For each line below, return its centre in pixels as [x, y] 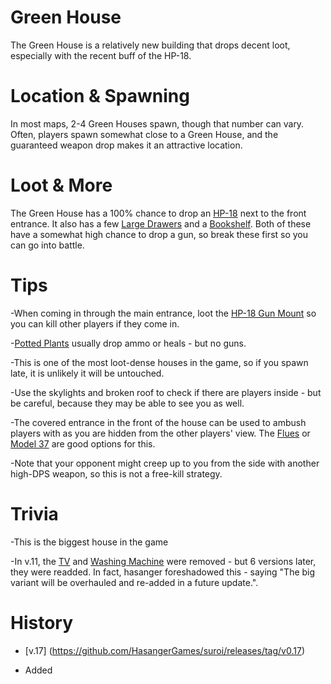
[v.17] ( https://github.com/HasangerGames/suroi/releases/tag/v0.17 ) [164, 650]
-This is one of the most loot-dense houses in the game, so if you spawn [159, 362]
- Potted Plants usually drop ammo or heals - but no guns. [128, 343]
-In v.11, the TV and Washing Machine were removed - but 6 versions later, [163, 561]
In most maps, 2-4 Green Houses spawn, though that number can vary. [157, 123]
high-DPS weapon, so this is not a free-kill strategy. [116, 473]
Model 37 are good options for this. [83, 443]
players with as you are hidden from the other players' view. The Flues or [160, 433]
